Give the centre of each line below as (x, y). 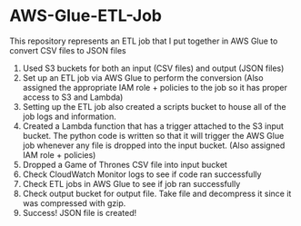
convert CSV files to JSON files (68, 50)
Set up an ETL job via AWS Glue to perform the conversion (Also (143, 77)
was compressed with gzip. (74, 203)
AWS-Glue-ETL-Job (85, 16)
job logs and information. (69, 116)
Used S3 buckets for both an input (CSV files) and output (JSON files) (153, 68)
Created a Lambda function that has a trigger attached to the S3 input (153, 126)
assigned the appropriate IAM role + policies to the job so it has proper (155, 87)
